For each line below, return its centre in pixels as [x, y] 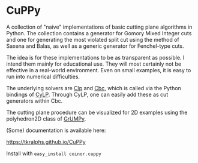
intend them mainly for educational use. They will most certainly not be [94, 64]
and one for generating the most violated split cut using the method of [93, 39]
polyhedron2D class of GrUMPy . [46, 119]
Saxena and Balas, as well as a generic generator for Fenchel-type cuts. [95, 46]
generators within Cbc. [34, 101]
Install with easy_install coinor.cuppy [54, 153]
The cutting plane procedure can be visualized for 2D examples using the [97, 112]
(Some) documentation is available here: [56, 130]
